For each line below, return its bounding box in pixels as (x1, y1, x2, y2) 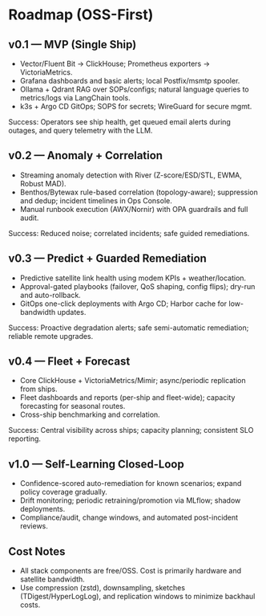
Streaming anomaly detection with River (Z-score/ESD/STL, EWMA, (19, 170, 243, 180)
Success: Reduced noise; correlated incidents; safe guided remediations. (8, 228, 250, 238)
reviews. (19, 521, 48, 531)
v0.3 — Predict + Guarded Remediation (8, 251, 207, 266)
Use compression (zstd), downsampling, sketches (19, 583, 186, 593)
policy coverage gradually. (19, 487, 108, 497)
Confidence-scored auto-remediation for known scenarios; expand (19, 479, 242, 488)
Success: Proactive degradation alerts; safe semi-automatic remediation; (8, 323, 249, 332)
